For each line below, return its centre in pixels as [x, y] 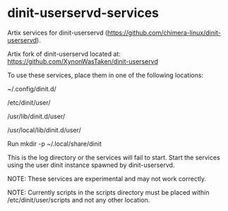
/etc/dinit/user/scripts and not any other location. [79, 200]
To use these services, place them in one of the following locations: [105, 75]
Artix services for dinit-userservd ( [58, 33]
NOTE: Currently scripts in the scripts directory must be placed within [108, 192]
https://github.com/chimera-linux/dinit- [164, 33]
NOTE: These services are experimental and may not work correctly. [107, 178]
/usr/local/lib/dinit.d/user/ [44, 130]
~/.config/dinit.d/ [32, 89]
